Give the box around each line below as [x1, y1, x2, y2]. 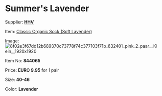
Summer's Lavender [5, 3, 90, 14]
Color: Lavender [5, 86, 38, 92]
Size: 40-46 [5, 77, 30, 82]
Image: [5, 38, 19, 44]
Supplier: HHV [5, 19, 34, 25]
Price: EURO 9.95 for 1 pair [5, 67, 60, 73]
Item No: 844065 [5, 58, 41, 63]
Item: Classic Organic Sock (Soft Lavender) [5, 28, 92, 34]
